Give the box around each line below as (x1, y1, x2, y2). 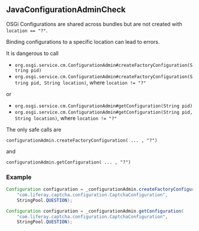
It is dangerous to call (6, 50, 59, 57)
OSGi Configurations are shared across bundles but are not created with (6, 20, 182, 27)
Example (6, 173, 32, 181)
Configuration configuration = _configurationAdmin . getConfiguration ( (6, 208, 184, 214)
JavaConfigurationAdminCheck (6, 5, 126, 15)
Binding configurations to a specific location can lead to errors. (6, 38, 160, 45)
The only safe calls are (6, 126, 62, 133)
